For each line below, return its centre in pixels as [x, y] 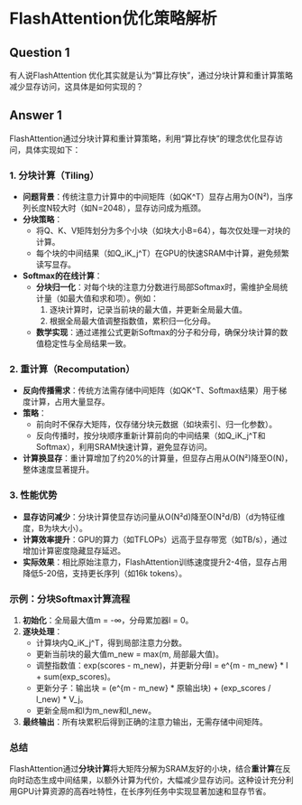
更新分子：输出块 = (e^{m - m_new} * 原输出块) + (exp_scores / [153, 688]
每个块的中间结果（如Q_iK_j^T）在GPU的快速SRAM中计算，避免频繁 [163, 253]
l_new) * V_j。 [62, 699]
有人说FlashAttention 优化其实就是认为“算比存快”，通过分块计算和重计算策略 [151, 75]
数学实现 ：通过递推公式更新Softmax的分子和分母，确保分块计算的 [158, 332]
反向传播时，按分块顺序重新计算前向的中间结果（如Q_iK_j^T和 [151, 435]
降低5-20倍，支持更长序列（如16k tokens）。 [105, 573]
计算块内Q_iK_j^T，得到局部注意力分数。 [111, 643]
